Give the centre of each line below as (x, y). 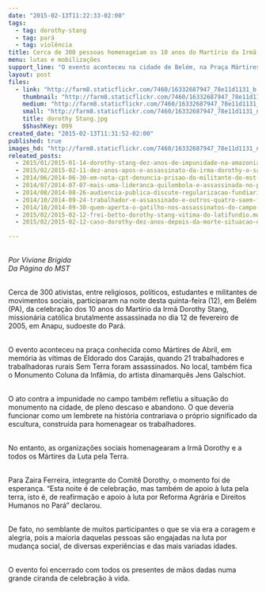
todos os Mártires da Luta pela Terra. (68, 456)
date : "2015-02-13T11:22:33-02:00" (67, 15)
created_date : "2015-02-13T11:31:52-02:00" (81, 133)
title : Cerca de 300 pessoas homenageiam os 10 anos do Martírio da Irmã (133, 52)
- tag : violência (44, 45)
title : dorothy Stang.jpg (65, 119)
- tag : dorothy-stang (51, 30)
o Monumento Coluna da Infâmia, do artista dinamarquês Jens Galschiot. (127, 375)
